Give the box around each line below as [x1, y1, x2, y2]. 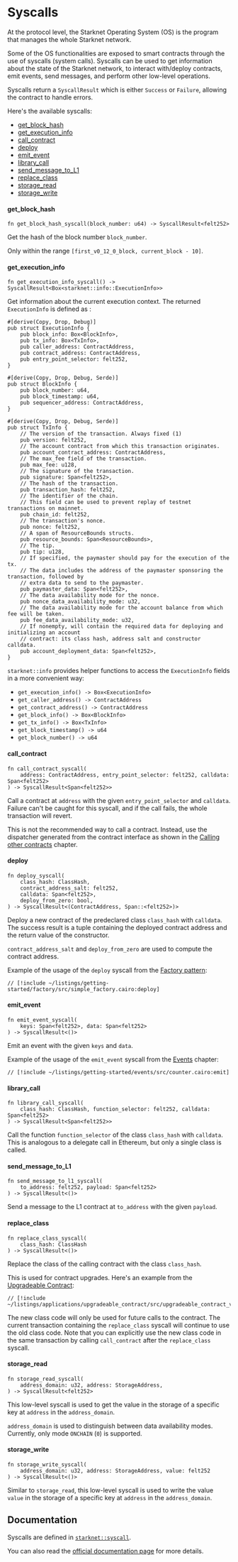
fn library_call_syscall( [7, 1100, 84, 1107]
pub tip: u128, [20, 548, 65, 556]
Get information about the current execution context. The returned [7, 297, 201, 306]
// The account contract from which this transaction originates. [20, 443, 220, 450]
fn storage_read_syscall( [7, 1375, 84, 1382]
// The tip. [20, 542, 55, 550]
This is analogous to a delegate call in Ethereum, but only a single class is [7, 1138, 222, 1147]
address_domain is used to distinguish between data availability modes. [7, 1421, 213, 1430]
